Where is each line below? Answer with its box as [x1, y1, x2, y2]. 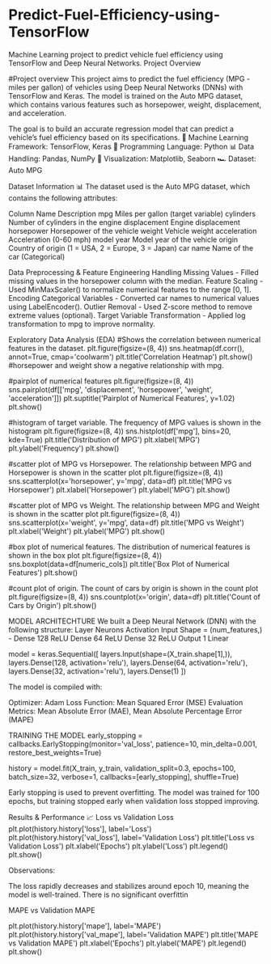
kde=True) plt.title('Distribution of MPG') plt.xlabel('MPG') [8, 434, 201, 444]
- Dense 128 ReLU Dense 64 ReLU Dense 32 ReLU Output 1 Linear [8, 633, 229, 643]
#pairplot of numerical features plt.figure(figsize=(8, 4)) [8, 376, 194, 386]
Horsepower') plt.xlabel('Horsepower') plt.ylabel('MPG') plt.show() [8, 484, 231, 494]
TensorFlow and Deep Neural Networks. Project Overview [8, 58, 201, 68]
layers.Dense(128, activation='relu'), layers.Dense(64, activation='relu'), [8, 657, 248, 667]
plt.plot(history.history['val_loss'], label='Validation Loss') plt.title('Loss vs [8, 832, 255, 842]
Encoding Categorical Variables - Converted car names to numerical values [8, 293, 260, 302]
